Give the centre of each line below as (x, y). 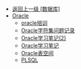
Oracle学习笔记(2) (44, 38)
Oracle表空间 (37, 53)
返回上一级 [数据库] (36, 9)
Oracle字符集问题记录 (48, 30)
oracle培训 (34, 23)
